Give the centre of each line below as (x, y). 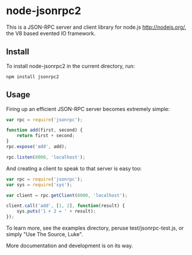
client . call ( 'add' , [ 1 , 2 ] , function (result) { (66, 206)
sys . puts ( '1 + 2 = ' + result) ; (56, 212)
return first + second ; (46, 136)
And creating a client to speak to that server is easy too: (74, 168)
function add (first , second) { (44, 130)
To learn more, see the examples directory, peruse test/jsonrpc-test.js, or (95, 228)
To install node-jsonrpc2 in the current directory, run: (71, 66)
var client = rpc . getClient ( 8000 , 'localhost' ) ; (67, 195)
